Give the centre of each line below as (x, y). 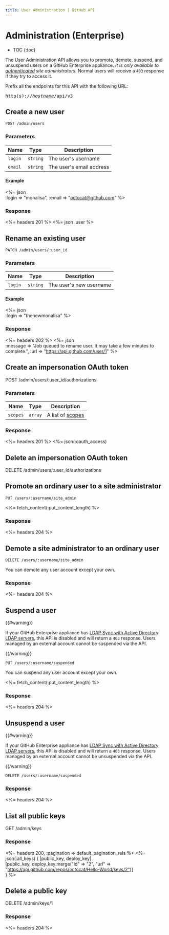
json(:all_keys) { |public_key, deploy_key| (48, 858)
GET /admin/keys (24, 829)
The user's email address (79, 167)
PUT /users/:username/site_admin (41, 498)
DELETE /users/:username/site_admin (44, 560)
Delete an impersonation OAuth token (67, 458)
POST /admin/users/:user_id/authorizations (51, 380)
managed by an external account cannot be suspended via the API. (76, 644)
